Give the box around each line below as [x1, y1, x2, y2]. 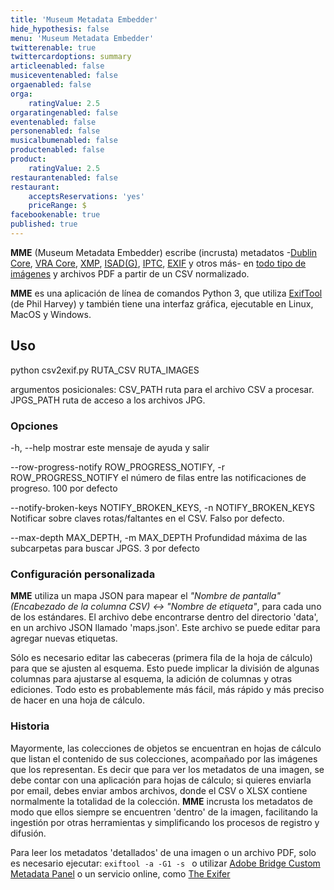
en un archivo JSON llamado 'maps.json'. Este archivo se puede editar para [10, 622, 321, 634]
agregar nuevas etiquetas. [10, 632, 118, 645]
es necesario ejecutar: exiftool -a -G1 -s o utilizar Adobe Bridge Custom [10, 857, 321, 869]
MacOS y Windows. [10, 308, 92, 320]
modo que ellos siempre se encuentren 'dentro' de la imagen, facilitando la [10, 806, 318, 818]
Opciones [10, 419, 59, 433]
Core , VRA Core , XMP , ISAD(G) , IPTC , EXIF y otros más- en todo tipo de [10, 257, 307, 269]
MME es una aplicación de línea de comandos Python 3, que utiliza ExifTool [10, 287, 323, 299]
